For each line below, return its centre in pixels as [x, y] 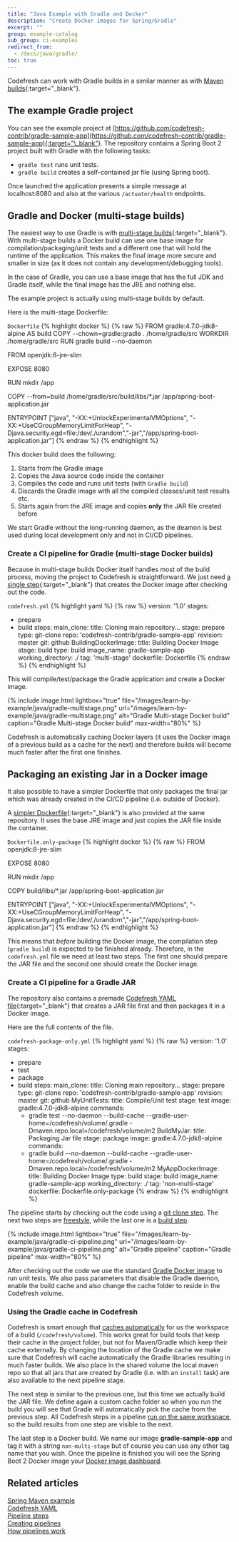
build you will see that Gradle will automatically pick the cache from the [112, 1409]
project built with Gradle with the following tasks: [79, 150]
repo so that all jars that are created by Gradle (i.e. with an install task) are [118, 1373]
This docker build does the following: [62, 454]
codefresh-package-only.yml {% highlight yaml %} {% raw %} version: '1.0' [117, 1041]
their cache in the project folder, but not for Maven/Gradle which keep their [118, 1342]
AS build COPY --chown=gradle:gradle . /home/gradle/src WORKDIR [128, 334]
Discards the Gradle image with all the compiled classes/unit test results [124, 491]
